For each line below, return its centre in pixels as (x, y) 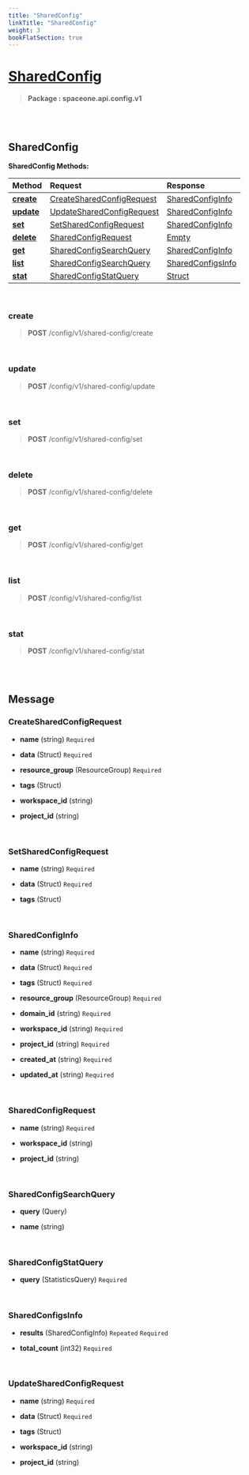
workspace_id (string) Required (72, 1029)
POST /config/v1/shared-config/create (90, 333)
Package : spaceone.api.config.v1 (85, 99)
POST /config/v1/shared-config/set (85, 438)
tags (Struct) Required (56, 983)
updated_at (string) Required (67, 1074)
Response (186, 185)
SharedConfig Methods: (49, 166)
